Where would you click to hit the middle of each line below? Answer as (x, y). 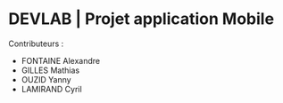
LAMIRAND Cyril (51, 89)
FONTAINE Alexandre (60, 60)
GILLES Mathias (50, 70)
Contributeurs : (36, 44)
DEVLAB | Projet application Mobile (141, 19)
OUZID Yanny (46, 79)
